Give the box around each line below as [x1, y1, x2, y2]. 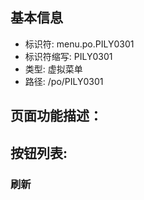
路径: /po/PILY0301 [24, 75, 104, 87]
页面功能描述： [10, 108, 103, 125]
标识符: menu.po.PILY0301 [24, 38, 135, 50]
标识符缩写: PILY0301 [24, 50, 113, 62]
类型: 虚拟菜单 [24, 63, 83, 75]
